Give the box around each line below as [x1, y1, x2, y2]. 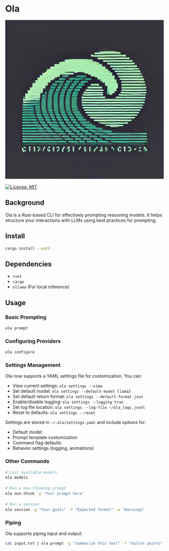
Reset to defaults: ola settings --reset [12, 409, 96, 416]
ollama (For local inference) [12, 284, 69, 290]
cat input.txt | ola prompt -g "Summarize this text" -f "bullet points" [5, 540, 163, 546]
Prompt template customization [12, 435, 78, 441]
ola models [5, 475, 28, 480]
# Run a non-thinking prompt [5, 486, 66, 491]
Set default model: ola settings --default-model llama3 [12, 388, 131, 394]
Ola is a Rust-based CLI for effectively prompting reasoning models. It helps [5, 212, 162, 218]
